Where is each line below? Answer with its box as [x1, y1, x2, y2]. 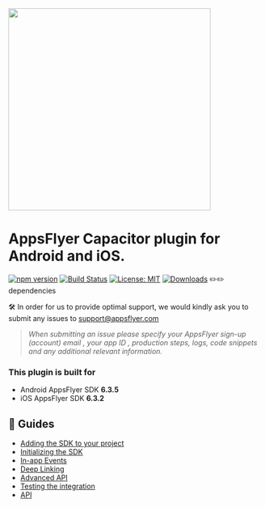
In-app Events [19, 456, 67, 466]
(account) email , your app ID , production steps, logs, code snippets [27, 337, 258, 347]
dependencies [8, 285, 57, 295]
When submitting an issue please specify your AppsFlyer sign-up [27, 329, 246, 339]
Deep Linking [19, 464, 65, 474]
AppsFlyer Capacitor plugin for [8, 230, 221, 248]
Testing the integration [19, 481, 95, 492]
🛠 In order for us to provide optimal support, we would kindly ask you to [8, 302, 249, 311]
